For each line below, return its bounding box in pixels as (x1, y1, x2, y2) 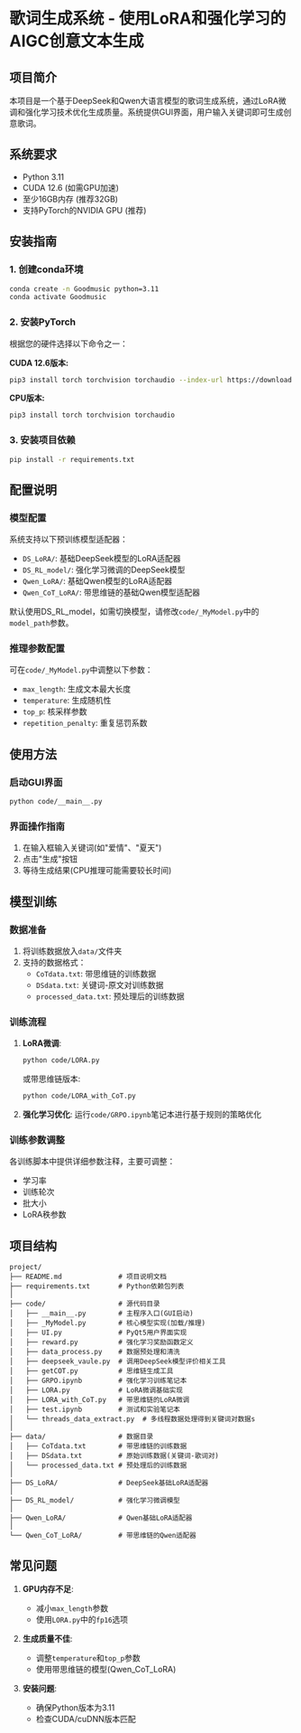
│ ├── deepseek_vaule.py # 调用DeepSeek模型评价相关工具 (9, 1357, 226, 1366)
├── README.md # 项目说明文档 (9, 1272, 167, 1282)
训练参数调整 (9, 1134, 66, 1146)
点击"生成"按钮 (22, 853, 78, 864)
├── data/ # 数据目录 (9, 1432, 154, 1442)
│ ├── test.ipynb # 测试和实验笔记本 (9, 1405, 180, 1415)
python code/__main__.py (9, 797, 103, 806)
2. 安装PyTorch (9, 316, 77, 328)
